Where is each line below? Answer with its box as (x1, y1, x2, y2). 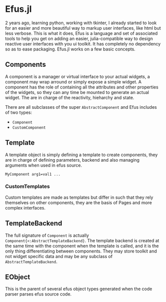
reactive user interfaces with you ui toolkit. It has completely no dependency (5, 41, 161, 46)
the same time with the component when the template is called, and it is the (5, 243, 159, 249)
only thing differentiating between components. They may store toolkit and (5, 248, 157, 254)
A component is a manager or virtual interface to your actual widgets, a (5, 73, 150, 80)
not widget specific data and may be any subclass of (5, 253, 113, 259)
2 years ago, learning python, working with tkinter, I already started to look (5, 20, 157, 26)
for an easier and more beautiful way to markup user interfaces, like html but (5, 25, 162, 31)
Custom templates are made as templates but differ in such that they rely (5, 194, 154, 200)
